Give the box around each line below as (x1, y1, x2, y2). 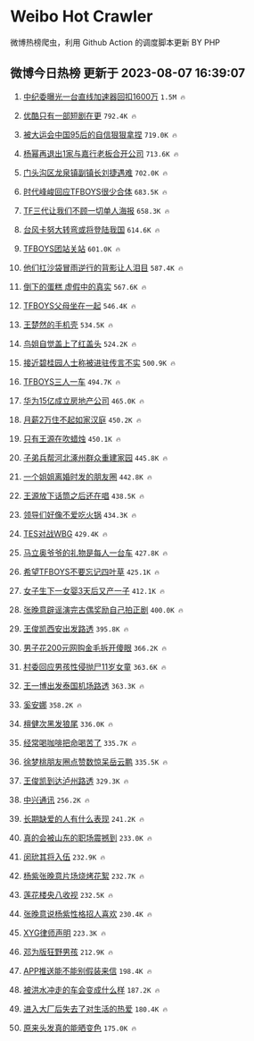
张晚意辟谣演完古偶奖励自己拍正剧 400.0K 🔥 (22, 604, 184, 614)
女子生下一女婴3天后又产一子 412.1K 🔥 (22, 585, 166, 596)
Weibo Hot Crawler (10, 6, 153, 27)
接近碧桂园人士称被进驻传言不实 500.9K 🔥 (22, 357, 176, 368)
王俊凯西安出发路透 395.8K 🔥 (22, 623, 129, 634)
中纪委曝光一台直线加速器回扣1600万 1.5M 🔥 (22, 91, 186, 102)
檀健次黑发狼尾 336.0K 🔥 (22, 718, 114, 729)
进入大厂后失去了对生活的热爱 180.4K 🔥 (22, 1003, 168, 1014)
